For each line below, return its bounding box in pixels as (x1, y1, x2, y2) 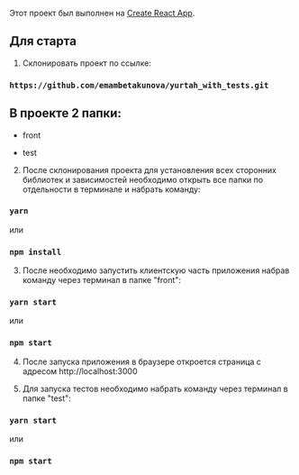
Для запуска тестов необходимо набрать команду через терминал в (22, 383, 288, 394)
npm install (9, 247, 62, 257)
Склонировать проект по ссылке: (22, 58, 151, 69)
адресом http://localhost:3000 (22, 365, 138, 377)
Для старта (9, 33, 77, 49)
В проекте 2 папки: (9, 105, 122, 121)
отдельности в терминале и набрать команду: (22, 184, 201, 195)
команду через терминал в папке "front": (22, 275, 182, 286)
